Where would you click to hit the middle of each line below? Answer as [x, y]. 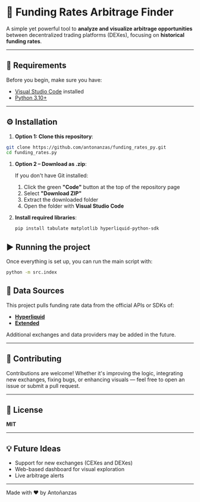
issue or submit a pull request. [43, 385]
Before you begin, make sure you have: [54, 80]
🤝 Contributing [34, 359]
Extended [27, 323]
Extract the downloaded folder [61, 200]
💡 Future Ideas [34, 448]
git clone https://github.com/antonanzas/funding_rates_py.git [86, 147]
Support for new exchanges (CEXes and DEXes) [74, 463]
